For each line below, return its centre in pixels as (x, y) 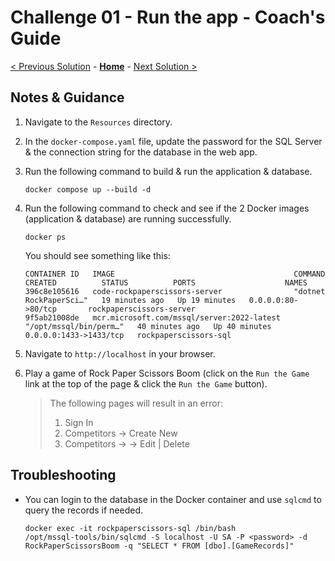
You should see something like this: (97, 255)
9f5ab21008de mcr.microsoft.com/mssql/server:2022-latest (152, 317)
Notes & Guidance (67, 97)
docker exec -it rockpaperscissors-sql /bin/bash (130, 528)
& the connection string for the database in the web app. (141, 152)
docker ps (45, 237)
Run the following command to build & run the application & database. (168, 171)
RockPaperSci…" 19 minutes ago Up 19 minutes (130, 300)
